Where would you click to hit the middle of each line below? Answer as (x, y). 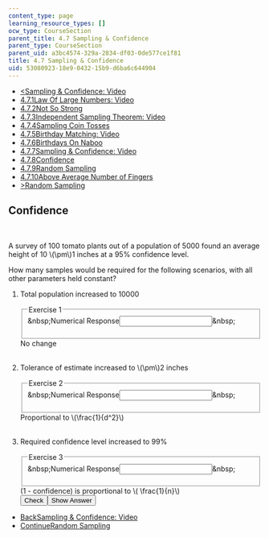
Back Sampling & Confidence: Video (79, 517)
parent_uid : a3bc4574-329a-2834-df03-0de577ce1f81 (95, 53)
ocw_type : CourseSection (50, 31)
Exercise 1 (45, 309)
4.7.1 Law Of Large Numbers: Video (77, 99)
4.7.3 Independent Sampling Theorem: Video (93, 117)
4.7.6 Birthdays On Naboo (61, 143)
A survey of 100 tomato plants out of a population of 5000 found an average (134, 246)
